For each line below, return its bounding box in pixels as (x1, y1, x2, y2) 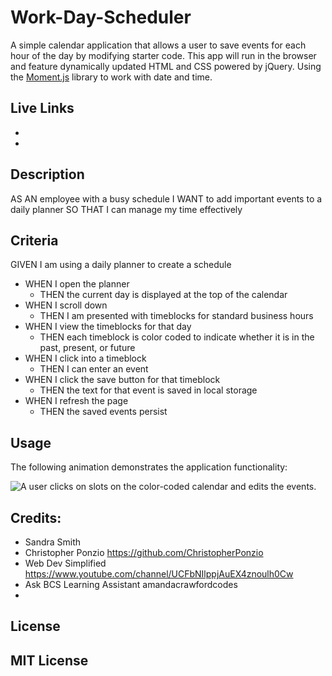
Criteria (10, 232, 59, 249)
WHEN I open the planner (24, 278, 130, 290)
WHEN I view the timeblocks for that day (24, 321, 192, 333)
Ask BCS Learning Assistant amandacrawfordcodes (24, 579, 238, 590)
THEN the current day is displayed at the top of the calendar (39, 289, 288, 301)
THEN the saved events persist (39, 406, 168, 418)
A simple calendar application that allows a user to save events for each (10, 39, 307, 51)
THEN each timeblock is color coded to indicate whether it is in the (39, 331, 315, 343)
